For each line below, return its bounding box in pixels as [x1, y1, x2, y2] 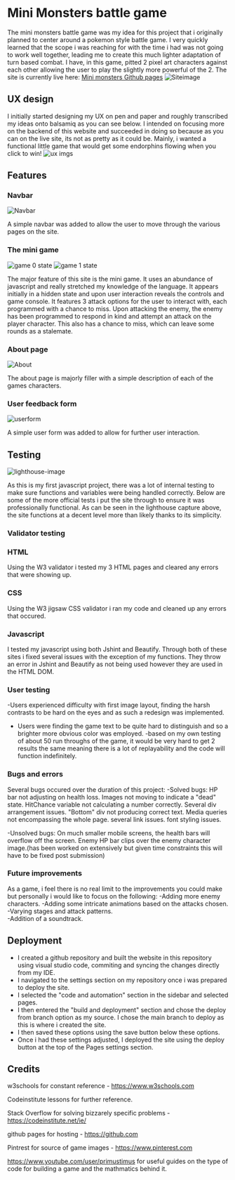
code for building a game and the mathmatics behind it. [7, 1165, 167, 1173]
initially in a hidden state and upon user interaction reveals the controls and [7, 289, 224, 298]
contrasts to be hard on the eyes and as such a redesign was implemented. [7, 708, 224, 717]
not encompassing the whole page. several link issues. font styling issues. [7, 815, 222, 823]
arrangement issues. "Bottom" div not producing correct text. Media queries [7, 807, 228, 816]
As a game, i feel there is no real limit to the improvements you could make [7, 884, 223, 893]
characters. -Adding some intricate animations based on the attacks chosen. [7, 899, 229, 908]
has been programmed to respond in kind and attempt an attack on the [7, 312, 212, 320]
